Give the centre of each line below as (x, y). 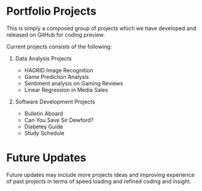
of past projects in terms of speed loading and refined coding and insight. (99, 181)
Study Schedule (44, 133)
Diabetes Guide (44, 126)
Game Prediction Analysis (57, 77)
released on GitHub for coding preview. (56, 34)
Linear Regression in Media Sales (66, 89)
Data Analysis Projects (43, 58)
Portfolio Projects (51, 11)
